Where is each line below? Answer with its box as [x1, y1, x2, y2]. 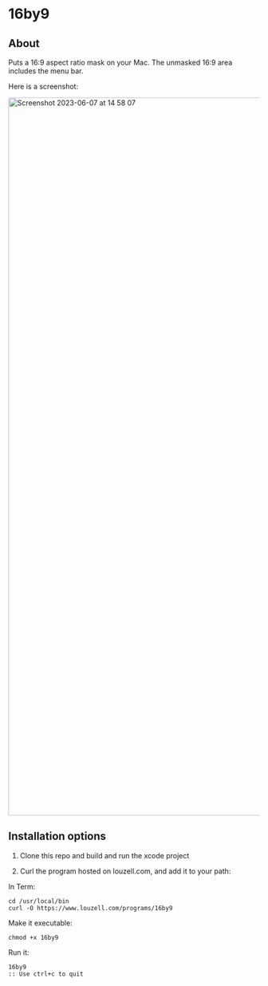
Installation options [8, 830, 106, 843]
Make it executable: [8, 918, 73, 928]
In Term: [8, 881, 36, 891]
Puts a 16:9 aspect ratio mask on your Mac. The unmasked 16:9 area [8, 57, 233, 67]
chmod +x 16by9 [8, 933, 59, 941]
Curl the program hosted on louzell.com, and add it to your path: [19, 866, 231, 876]
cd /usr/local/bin [8, 897, 69, 905]
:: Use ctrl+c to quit [8, 970, 84, 978]
